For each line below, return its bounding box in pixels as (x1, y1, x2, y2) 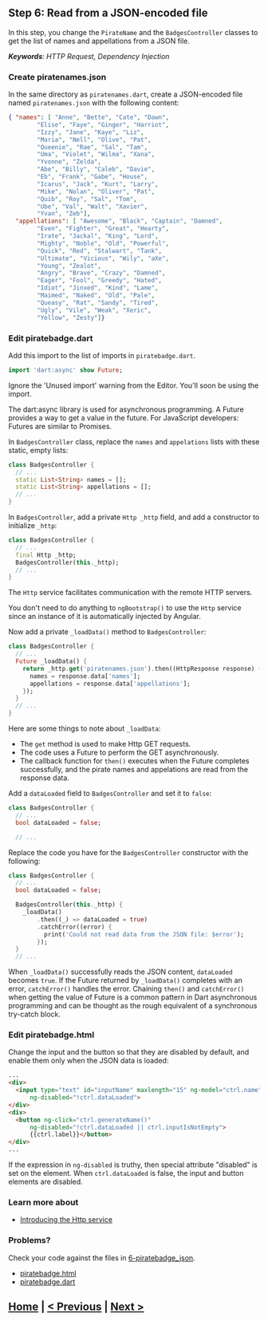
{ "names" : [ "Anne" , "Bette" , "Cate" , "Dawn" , (8, 113, 170, 122)
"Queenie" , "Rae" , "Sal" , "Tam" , (37, 143, 148, 151)
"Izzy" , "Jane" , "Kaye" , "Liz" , (37, 128, 145, 136)
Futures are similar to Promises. (8, 421, 112, 431)
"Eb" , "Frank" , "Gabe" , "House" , (37, 173, 148, 181)
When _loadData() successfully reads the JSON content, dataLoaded (8, 967, 233, 976)
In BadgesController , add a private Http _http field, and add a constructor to (8, 512, 260, 522)
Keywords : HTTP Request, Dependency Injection (8, 51, 170, 61)
